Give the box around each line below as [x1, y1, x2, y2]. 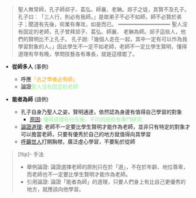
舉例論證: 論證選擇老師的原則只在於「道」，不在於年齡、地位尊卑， [26, 164, 189, 170]
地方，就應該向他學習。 [26, 186, 84, 193]
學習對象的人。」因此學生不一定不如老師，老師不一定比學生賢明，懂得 [17, 43, 187, 50]
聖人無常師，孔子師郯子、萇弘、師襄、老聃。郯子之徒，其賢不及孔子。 [17, 6, 190, 12]
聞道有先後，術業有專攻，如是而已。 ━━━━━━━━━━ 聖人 [28, 21, 182, 27]
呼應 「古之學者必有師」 [20, 76, 78, 83]
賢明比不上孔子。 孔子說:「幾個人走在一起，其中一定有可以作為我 [28, 36, 188, 42]
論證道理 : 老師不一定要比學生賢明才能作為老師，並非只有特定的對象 [20, 123, 185, 130]
